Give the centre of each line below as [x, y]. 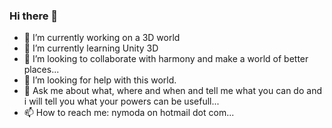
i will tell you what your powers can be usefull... [121, 101]
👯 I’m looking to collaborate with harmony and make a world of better [166, 59]
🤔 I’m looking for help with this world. [100, 80]
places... [41, 70]
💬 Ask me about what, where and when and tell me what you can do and [172, 91]
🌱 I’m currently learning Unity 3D [91, 48]
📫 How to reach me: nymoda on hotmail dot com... [129, 113]
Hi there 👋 [34, 16]
